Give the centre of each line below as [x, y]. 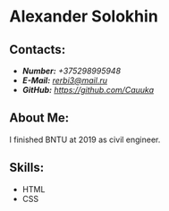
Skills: [27, 168]
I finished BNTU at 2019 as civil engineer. [85, 139]
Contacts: [38, 50]
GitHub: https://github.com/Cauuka [88, 90]
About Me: [39, 118]
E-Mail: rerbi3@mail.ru [64, 80]
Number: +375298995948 [72, 71]
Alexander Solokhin [84, 17]
